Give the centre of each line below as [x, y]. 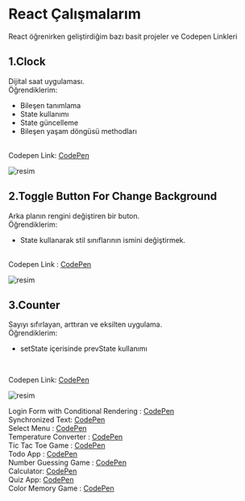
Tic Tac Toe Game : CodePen [57, 445]
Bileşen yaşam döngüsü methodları [78, 131]
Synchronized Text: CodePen [57, 420]
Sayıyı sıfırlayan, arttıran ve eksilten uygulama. [85, 324]
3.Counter [34, 305]
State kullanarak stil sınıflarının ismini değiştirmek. [103, 240]
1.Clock [27, 62]
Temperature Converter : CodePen [66, 437]
